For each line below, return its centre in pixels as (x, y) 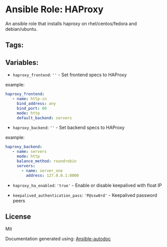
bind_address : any (36, 103)
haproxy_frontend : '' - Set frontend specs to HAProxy (70, 75)
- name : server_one (42, 171)
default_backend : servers (44, 118)
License (18, 217)
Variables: (22, 62)
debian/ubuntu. (22, 29)
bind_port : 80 (32, 108)
